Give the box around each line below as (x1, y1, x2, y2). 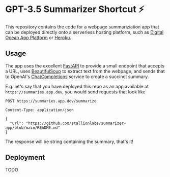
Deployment (5, 153, 45, 162)
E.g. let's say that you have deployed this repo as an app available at (5, 83, 149, 89)
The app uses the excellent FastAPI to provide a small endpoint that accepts (5, 62, 164, 68)
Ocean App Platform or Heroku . (5, 34, 71, 41)
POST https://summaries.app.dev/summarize (5, 98, 97, 103)
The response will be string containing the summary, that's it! (5, 138, 134, 145)
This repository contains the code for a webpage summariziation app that (5, 23, 159, 30)
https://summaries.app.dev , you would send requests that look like (5, 89, 146, 95)
